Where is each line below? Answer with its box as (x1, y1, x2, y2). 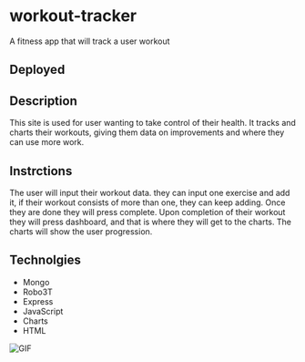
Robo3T (22, 286, 53, 297)
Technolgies (9, 253, 82, 268)
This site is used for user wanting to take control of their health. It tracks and (9, 118, 296, 129)
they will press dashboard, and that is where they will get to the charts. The (9, 216, 291, 227)
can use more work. (9, 137, 85, 148)
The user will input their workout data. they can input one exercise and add (9, 187, 290, 198)
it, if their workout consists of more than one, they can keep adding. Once (9, 197, 286, 208)
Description (9, 93, 77, 109)
